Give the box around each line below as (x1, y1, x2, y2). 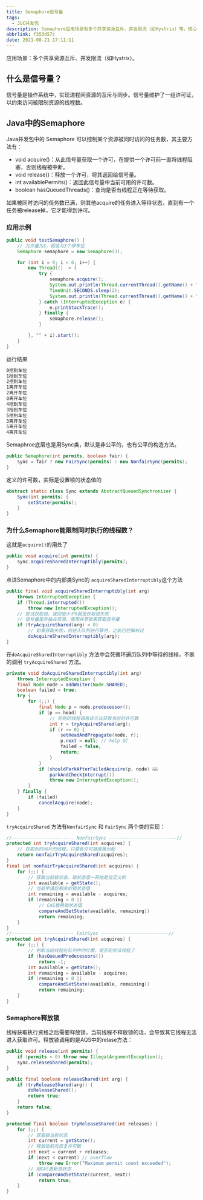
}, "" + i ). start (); (28, 333, 80, 339)
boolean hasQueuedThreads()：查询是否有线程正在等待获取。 (14, 186, 170, 193)
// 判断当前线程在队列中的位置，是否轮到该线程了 (28, 947, 135, 954)
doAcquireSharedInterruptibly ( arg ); (28, 634, 120, 640)
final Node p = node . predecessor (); (38, 704, 131, 711)
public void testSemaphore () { (6, 237, 85, 243)
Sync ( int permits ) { (17, 494, 69, 500)
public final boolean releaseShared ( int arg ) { (6, 1076, 129, 1082)
